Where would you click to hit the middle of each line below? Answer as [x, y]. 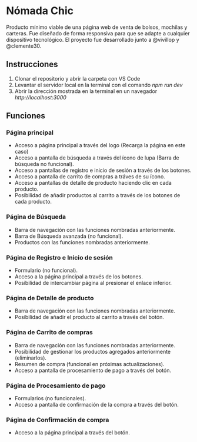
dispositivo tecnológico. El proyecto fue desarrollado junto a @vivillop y [93, 39]
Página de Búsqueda [36, 217]
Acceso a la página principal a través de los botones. [79, 277]
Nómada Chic [40, 11]
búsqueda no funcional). [44, 164]
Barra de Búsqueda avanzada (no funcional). [69, 236]
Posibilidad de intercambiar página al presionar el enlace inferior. [93, 283]
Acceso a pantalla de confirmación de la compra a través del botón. [97, 404]
